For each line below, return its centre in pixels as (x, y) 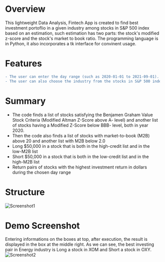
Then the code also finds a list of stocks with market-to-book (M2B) (81, 135)
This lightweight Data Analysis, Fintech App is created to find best (72, 23)
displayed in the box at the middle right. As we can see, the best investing (80, 244)
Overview (25, 9)
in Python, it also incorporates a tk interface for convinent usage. (71, 43)
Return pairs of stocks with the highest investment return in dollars (80, 167)
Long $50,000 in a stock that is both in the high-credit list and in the (81, 146)
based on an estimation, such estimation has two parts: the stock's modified (82, 33)
